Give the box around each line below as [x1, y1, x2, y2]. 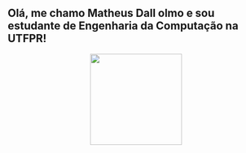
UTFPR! [7, 32, 47, 45]
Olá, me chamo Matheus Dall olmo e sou [7, 6, 215, 20]
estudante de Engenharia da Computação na [7, 19, 239, 33]
